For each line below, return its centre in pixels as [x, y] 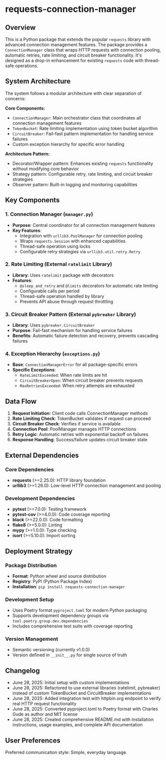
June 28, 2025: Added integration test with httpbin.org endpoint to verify [86, 698]
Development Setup [29, 599]
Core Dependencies [30, 469]
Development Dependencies [40, 498]
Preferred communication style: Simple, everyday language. [66, 753]
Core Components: [25, 108]
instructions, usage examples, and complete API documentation [77, 725]
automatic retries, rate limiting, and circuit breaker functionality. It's [74, 55]
